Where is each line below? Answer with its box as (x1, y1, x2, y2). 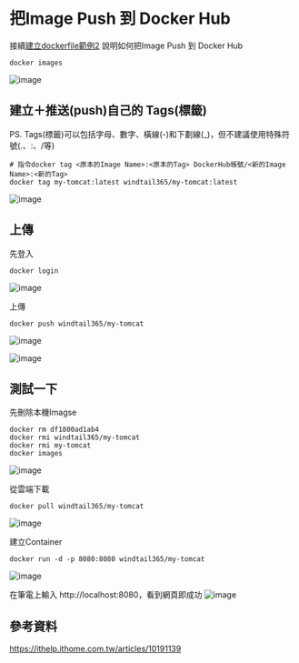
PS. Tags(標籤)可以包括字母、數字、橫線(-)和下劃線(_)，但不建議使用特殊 (9, 128, 283, 139)
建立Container (9, 537, 63, 547)
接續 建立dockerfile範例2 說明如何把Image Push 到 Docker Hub (9, 40, 244, 51)
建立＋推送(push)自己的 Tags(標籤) (9, 103, 207, 118)
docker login (9, 266, 59, 276)
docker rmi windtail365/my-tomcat (9, 433, 141, 442)
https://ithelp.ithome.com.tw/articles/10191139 (9, 643, 182, 655)
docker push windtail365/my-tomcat (9, 319, 145, 328)
